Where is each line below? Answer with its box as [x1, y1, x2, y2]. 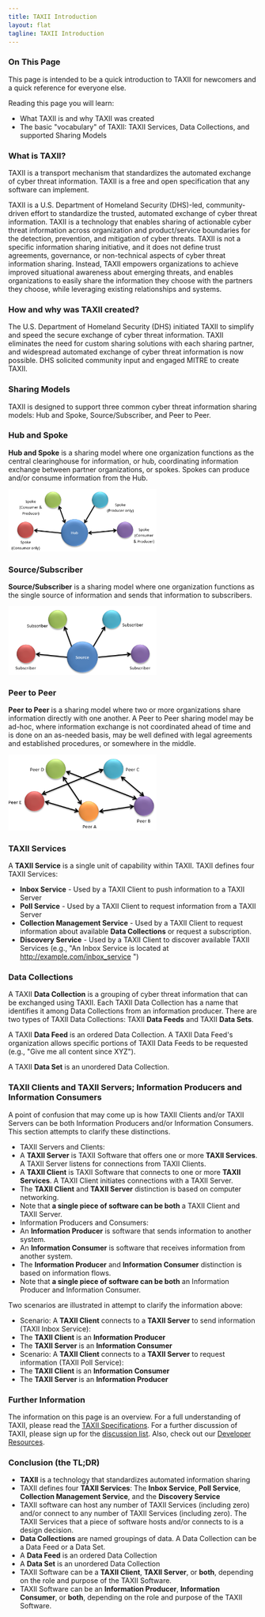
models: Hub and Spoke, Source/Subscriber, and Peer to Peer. [8, 410, 211, 419]
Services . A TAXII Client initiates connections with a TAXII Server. [19, 1176, 233, 1185]
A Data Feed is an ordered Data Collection [19, 1551, 157, 1560]
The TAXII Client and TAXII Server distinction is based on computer [19, 1183, 242, 1194]
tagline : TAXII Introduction [8, 29, 104, 37]
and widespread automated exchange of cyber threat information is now [8, 347, 244, 357]
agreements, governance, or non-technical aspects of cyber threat [8, 250, 226, 260]
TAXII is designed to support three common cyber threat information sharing [8, 402, 257, 411]
